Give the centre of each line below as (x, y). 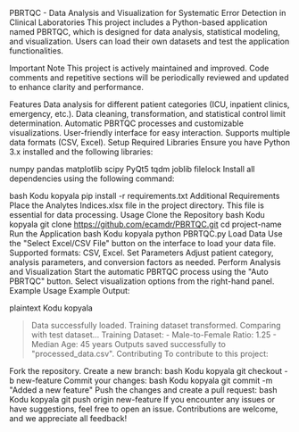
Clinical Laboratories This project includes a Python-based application (138, 22)
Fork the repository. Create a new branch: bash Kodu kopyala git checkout (146, 371)
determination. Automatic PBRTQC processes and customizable (126, 123)
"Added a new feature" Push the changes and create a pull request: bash (143, 390)
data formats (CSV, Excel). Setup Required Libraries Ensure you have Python (149, 142)
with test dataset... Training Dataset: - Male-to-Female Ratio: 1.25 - (154, 335)
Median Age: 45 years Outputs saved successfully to (128, 344)
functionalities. (37, 51)
